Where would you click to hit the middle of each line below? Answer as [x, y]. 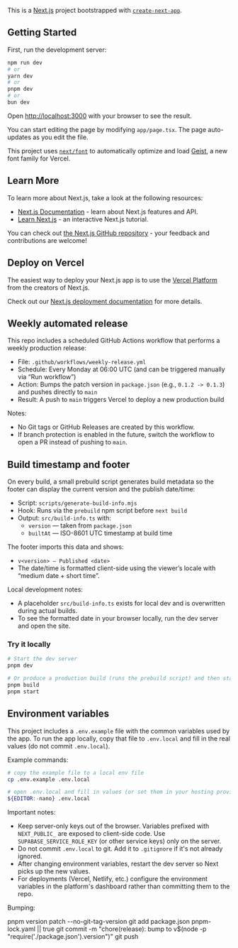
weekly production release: [47, 348]
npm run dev [25, 62]
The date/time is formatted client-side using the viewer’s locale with [117, 568]
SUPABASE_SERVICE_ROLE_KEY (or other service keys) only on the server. [119, 841]
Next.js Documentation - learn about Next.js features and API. [108, 212]
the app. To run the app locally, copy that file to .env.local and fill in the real [119, 739]
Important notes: [32, 812]
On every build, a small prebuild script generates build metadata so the [111, 481]
